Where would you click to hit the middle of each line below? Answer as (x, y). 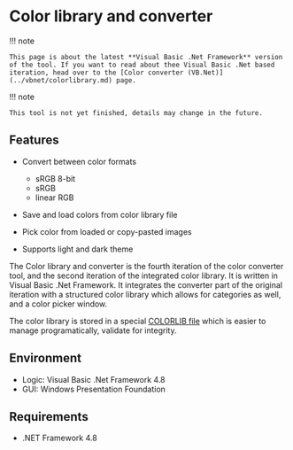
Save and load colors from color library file (100, 214)
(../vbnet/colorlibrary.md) (61, 80)
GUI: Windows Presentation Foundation (94, 389)
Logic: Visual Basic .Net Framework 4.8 (93, 379)
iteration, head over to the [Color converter (96, 73)
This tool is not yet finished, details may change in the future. (136, 112)
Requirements (49, 417)
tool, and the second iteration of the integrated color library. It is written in (144, 275)
